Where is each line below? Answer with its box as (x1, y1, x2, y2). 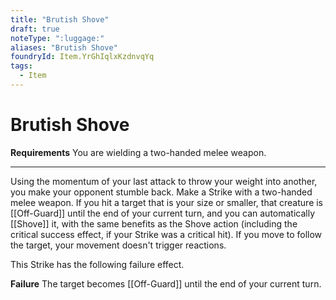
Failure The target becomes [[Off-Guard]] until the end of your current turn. (10, 277, 322, 290)
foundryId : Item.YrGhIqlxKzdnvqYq (10, 52, 155, 62)
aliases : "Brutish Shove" (10, 42, 118, 53)
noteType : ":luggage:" (10, 33, 105, 43)
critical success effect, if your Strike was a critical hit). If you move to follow (10, 228, 323, 240)
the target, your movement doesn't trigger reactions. (10, 239, 227, 251)
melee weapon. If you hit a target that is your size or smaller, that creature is (10, 196, 324, 208)
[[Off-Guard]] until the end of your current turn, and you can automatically (10, 207, 316, 219)
